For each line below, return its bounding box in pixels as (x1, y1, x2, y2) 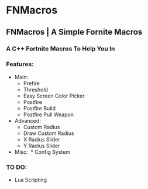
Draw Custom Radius (23, 130, 74, 137)
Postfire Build (23, 104, 56, 112)
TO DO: (6, 163, 27, 171)
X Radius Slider (23, 136, 60, 143)
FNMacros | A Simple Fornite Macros (6, 27, 143, 37)
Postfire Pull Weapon (23, 111, 74, 118)
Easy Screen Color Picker (23, 92, 85, 99)
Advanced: (14, 117, 41, 124)
